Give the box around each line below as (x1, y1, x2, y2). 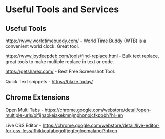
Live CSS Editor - (5, 122, 42, 128)
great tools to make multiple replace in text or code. (5, 58, 114, 65)
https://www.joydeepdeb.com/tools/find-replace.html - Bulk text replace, (5, 53, 159, 59)
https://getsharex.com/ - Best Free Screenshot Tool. (5, 68, 115, 74)
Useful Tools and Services (5, 4, 119, 15)
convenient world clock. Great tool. (5, 43, 79, 49)
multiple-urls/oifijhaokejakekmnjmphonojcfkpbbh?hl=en (5, 112, 123, 118)
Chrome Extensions (5, 93, 70, 102)
